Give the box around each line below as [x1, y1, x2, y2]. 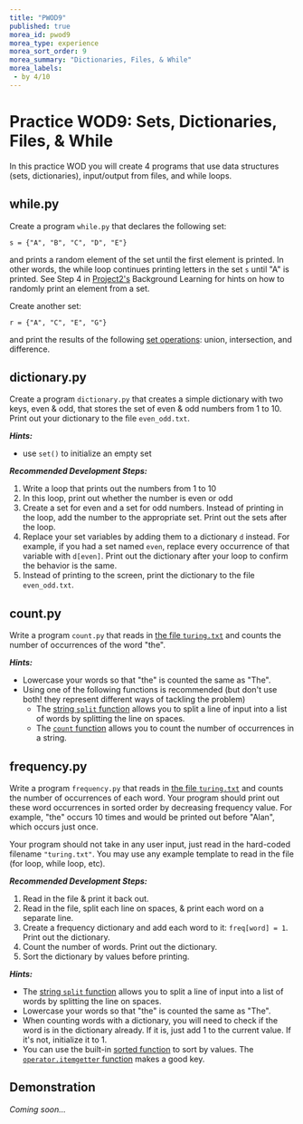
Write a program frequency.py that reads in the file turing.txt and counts [9, 782, 284, 793]
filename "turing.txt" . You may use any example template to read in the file [9, 848, 294, 859]
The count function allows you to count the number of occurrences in [35, 722, 295, 734]
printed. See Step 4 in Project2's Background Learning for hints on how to [9, 273, 285, 284]
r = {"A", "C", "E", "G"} [9, 318, 107, 327]
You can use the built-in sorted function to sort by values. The [22, 1043, 254, 1054]
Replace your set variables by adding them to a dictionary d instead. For [22, 531, 290, 542]
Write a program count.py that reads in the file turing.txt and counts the [9, 630, 282, 641]
